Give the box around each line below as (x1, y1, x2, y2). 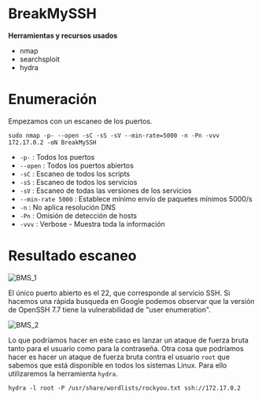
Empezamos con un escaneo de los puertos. (8, 116, 153, 126)
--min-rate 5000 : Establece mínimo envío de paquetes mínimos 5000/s (19, 194, 253, 203)
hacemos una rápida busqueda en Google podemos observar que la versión (8, 296, 255, 306)
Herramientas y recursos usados (8, 31, 118, 40)
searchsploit (19, 54, 61, 64)
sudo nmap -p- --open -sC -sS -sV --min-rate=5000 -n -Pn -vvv (8, 131, 220, 139)
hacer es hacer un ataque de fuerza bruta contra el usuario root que (8, 352, 231, 361)
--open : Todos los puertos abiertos (19, 161, 134, 170)
